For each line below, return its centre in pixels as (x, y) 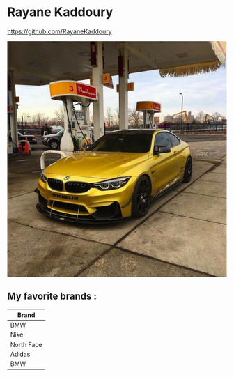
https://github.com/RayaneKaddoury (60, 31)
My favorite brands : (52, 297)
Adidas (20, 354)
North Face (26, 344)
